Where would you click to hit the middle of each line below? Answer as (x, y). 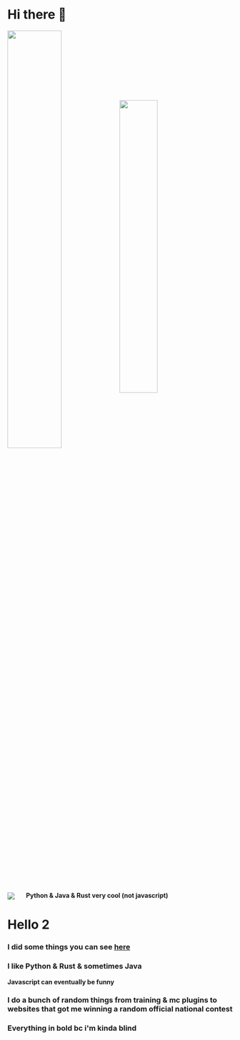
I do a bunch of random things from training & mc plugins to (112, 1000)
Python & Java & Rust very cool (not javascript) (97, 895)
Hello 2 (29, 925)
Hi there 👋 (37, 15)
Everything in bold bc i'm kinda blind (72, 1029)
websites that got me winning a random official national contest (120, 1009)
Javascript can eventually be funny (61, 981)
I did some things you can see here (69, 947)
